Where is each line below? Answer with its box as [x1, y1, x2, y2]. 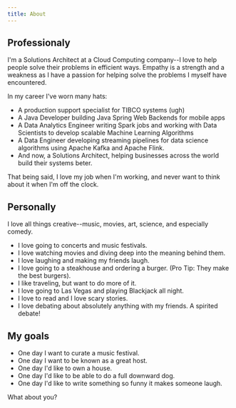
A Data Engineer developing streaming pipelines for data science [17, 136, 209, 145]
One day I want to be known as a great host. [17, 357, 148, 365]
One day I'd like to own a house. [17, 364, 113, 372]
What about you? [7, 393, 58, 402]
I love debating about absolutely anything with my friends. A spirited [17, 302, 218, 310]
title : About [7, 10, 46, 18]
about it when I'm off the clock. [7, 180, 99, 189]
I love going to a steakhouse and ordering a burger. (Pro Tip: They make [17, 264, 230, 273]
